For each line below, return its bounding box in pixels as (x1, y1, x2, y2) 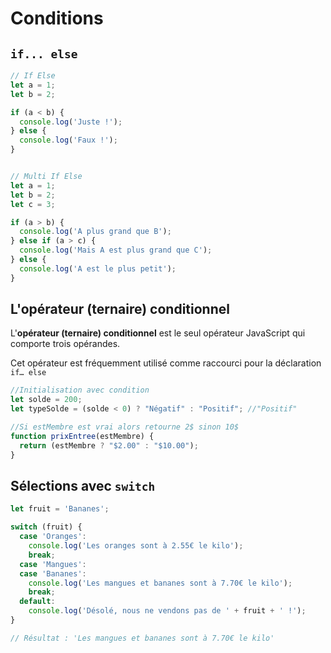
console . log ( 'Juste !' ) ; (19, 117, 123, 127)
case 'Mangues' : (19, 559, 87, 569)
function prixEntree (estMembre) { (10, 431, 155, 441)
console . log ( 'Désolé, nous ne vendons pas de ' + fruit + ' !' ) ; (28, 606, 307, 616)
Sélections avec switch (10, 477, 156, 494)
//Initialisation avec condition (10, 385, 150, 396)
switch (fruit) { (10, 522, 83, 532)
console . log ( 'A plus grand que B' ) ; (19, 227, 172, 237)
